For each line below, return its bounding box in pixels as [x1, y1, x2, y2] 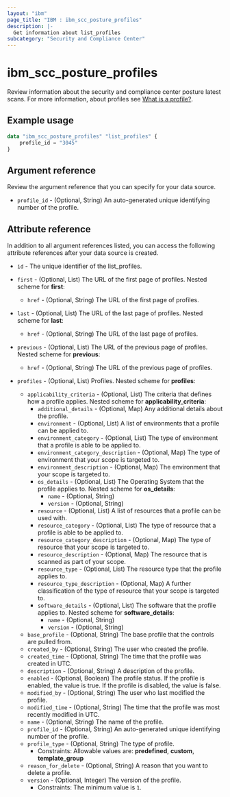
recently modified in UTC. [27, 711, 100, 719]
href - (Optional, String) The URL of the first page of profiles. [27, 296, 200, 304]
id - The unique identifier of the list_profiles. [16, 262, 142, 271]
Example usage [7, 114, 74, 127]
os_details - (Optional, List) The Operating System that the [37, 478, 204, 486]
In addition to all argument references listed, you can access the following [7, 241, 216, 250]
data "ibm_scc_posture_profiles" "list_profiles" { [7, 133, 157, 140]
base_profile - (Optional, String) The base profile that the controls [27, 630, 214, 639]
